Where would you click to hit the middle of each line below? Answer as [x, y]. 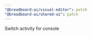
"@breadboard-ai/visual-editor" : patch [46, 10]
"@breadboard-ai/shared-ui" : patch [42, 14]
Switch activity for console [32, 28]
